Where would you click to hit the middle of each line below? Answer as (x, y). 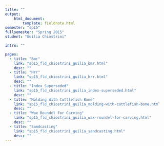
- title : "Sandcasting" (33, 127)
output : (13, 14)
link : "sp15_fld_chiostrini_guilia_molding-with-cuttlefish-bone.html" (88, 104)
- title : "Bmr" (25, 59)
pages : (12, 54)
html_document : (29, 18)
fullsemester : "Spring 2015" (35, 32)
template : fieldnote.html (49, 23)
